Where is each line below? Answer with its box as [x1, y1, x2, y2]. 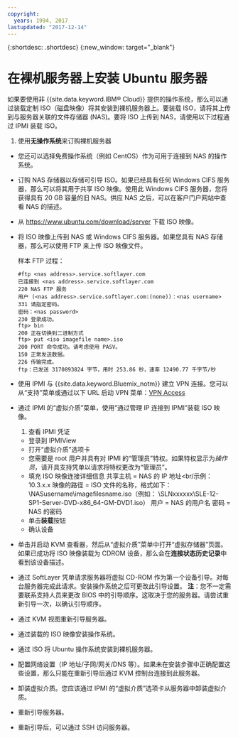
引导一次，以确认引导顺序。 [23, 599, 105, 608]
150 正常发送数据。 [17, 351, 68, 359]
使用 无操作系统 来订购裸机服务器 [17, 136, 112, 146]
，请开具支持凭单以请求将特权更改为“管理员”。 [34, 463, 171, 472]
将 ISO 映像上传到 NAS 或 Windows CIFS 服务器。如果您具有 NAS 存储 [17, 232, 224, 242]
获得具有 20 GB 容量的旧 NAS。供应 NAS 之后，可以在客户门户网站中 [17, 193, 220, 202]
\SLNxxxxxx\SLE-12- [158, 489, 219, 498]
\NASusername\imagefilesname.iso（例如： [28, 489, 157, 498]
